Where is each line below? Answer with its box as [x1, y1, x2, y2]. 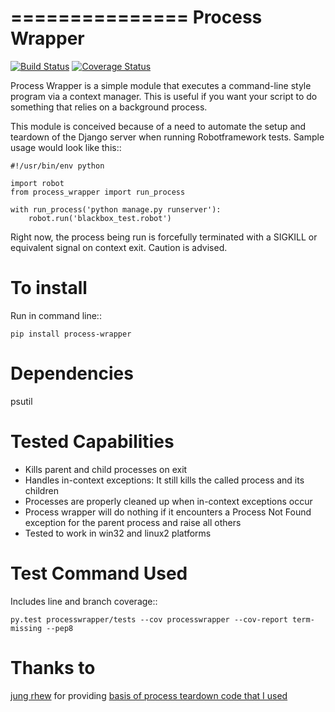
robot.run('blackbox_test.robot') [28, 213, 172, 223]
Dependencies [10, 362, 134, 385]
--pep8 [46, 623, 74, 633]
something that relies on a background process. [10, 101, 208, 113]
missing [10, 623, 43, 633]
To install [10, 277, 88, 300]
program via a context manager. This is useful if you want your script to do [10, 90, 318, 102]
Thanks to [10, 656, 96, 679]
